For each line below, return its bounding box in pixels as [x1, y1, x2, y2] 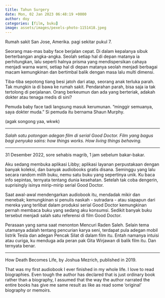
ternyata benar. [5, 243, 36, 249]
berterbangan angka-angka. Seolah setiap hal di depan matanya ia [5, 53, 140, 59]
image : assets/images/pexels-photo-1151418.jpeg [5, 25, 107, 30]
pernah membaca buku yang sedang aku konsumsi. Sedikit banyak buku [5, 207, 152, 213]
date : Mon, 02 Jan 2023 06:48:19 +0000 [5, 12, 87, 17]
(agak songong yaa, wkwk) [5, 119, 60, 124]
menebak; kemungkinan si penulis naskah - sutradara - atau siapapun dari [5, 197, 156, 203]
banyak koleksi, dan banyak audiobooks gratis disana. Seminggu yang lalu [5, 167, 156, 173]
